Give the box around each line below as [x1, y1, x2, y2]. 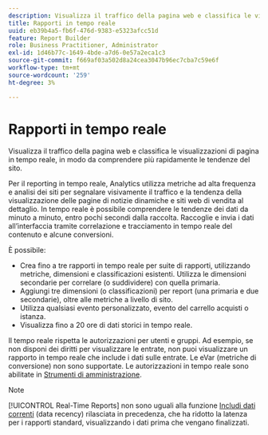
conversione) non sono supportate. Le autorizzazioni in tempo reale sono [8, 361, 249, 371]
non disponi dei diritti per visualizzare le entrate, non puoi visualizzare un [8, 345, 249, 354]
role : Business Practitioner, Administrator [8, 42, 159, 50]
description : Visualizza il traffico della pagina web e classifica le [8, 11, 251, 20]
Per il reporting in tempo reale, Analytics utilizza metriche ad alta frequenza [8, 179, 257, 189]
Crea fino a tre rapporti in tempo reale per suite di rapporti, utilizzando [19, 261, 251, 270]
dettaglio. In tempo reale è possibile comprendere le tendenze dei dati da [8, 205, 249, 214]
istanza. [19, 312, 46, 321]
